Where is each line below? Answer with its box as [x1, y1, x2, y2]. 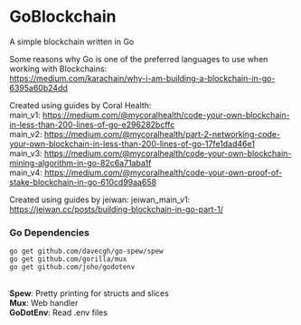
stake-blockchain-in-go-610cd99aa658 [9, 176, 156, 187]
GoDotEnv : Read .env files [9, 307, 108, 318]
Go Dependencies [9, 226, 90, 238]
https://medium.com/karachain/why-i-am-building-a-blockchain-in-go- [9, 72, 276, 83]
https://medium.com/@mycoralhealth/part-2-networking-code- [43, 128, 281, 139]
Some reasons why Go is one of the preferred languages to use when [9, 53, 268, 64]
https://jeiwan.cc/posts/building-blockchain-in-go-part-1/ [9, 203, 224, 214]
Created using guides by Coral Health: [9, 99, 152, 110]
